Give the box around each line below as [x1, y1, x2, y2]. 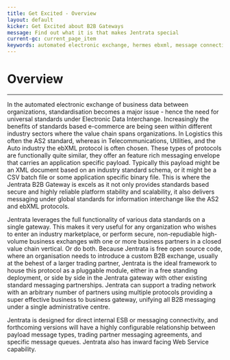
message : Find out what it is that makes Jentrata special [7, 29, 179, 36]
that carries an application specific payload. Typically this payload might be [7, 158, 220, 166]
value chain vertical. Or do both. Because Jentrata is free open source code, [7, 244, 222, 253]
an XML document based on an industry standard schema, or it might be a [7, 166, 217, 174]
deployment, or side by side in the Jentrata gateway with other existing [7, 273, 207, 281]
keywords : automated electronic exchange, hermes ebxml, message [7, 42, 197, 49]
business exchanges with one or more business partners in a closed [29, 237, 222, 245]
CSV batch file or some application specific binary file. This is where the [7, 172, 211, 181]
